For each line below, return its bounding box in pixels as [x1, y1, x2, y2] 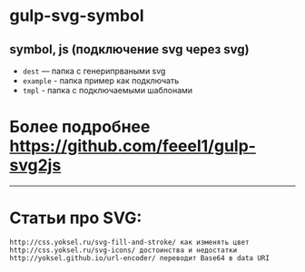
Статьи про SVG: [9, 208, 143, 228]
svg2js [9, 155, 62, 176]
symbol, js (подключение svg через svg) [9, 42, 250, 57]
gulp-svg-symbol [9, 5, 144, 26]
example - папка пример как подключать [22, 75, 180, 86]
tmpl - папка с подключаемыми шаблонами [22, 85, 193, 95]
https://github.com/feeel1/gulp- [9, 136, 257, 157]
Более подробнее [9, 117, 151, 137]
